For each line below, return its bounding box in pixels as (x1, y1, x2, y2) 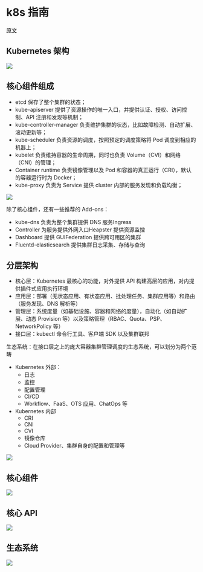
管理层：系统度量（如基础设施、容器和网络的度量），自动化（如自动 (14, 307, 182, 315)
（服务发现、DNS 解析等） (14, 300, 82, 307)
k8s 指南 (6, 5, 50, 19)
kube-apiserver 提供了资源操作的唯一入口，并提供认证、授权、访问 (14, 106, 182, 113)
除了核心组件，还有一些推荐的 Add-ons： (6, 205, 109, 213)
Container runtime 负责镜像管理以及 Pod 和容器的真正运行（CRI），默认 (14, 166, 192, 173)
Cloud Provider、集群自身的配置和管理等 (24, 442, 125, 449)
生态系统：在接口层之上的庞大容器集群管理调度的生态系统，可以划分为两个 (6, 343, 192, 350)
